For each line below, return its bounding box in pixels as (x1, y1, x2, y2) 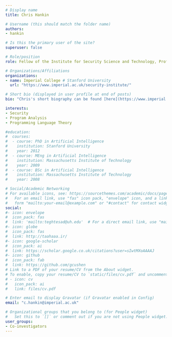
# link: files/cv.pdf (5, 286, 56, 291)
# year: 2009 (5, 162, 40, 168)
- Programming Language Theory (5, 120, 72, 125)
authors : (5, 26, 24, 31)
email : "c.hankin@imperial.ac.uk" (5, 300, 79, 305)
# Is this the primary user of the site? (5, 40, 95, 46)
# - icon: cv (5, 277, 33, 282)
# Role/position (5, 54, 40, 59)
